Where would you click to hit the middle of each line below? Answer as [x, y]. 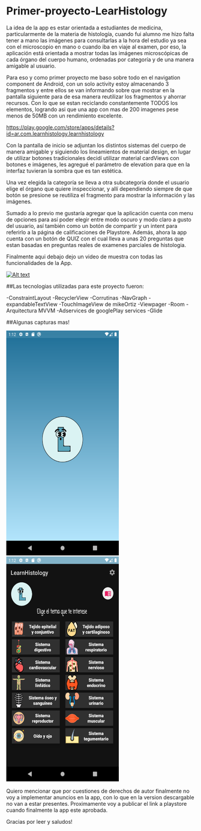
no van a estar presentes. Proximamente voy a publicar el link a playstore [97, 803]
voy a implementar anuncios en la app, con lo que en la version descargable [100, 797]
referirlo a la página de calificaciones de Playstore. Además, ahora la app [97, 232]
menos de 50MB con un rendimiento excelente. [65, 116]
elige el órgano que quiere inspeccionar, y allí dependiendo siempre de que [99, 189]
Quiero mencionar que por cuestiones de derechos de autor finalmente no [98, 791]
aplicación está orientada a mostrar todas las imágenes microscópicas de [97, 53]
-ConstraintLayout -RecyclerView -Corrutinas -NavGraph [77, 297]
